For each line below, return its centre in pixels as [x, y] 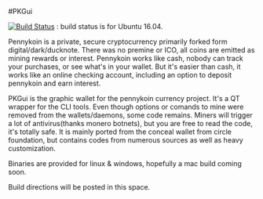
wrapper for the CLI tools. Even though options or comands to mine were [126, 107]
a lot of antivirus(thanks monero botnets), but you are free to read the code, [131, 123]
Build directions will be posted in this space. [79, 187]
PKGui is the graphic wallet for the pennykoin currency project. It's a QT [124, 98]
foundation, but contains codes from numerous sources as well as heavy [126, 140]
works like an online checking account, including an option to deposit [120, 75]
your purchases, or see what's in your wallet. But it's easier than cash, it [124, 67]
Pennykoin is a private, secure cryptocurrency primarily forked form [118, 42]
